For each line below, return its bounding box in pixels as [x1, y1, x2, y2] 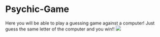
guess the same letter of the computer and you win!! [5, 26, 115, 32]
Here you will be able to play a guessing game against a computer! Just [5, 20, 155, 26]
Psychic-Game [5, 3, 70, 15]
